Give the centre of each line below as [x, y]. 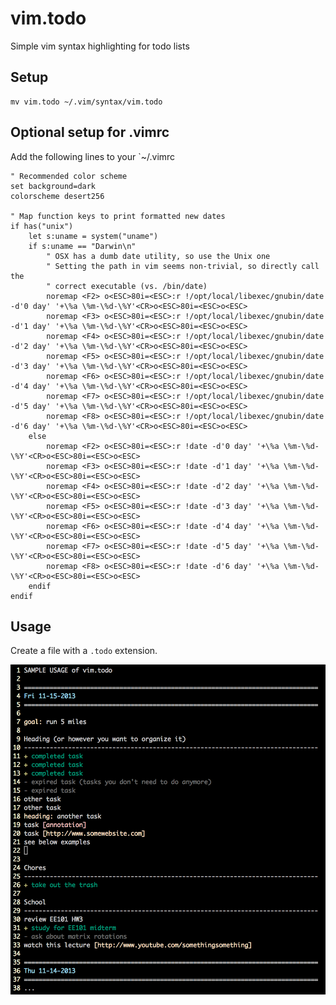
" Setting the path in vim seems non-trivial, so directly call [183, 266]
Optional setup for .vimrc [90, 132]
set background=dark [53, 186]
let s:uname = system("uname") [93, 236]
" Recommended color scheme [69, 176]
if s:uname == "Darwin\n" [82, 246]
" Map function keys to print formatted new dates [118, 216]
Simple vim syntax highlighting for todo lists [100, 46]
